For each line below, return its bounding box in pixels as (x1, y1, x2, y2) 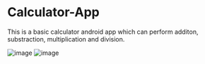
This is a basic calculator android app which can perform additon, (7, 27, 199, 36)
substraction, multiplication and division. (7, 34, 125, 43)
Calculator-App (7, 4, 100, 20)
